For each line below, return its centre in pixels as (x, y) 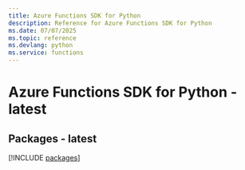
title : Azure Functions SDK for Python (75, 16)
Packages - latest (53, 138)
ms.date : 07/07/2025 (43, 30)
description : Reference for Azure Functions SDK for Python (111, 23)
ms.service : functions (46, 53)
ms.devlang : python (41, 45)
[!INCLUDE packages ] (44, 158)
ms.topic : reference (43, 38)
